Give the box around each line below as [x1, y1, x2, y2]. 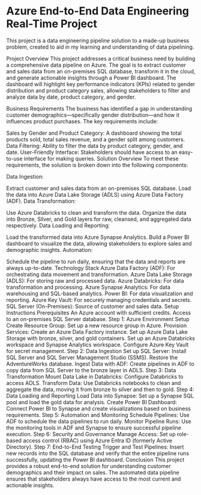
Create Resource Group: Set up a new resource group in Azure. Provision [6, 322, 187, 329]
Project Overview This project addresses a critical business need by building [6, 55, 196, 62]
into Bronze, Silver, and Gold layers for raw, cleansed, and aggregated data [6, 215, 191, 223]
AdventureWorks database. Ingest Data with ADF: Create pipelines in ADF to [6, 360, 195, 367]
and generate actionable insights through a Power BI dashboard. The [6, 74, 176, 81]
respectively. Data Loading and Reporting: [6, 221, 110, 229]
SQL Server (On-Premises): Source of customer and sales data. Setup [6, 303, 179, 310]
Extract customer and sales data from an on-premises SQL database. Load [6, 185, 191, 192]
